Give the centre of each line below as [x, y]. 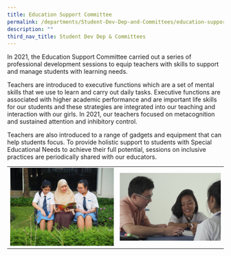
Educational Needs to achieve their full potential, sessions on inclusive [107, 150]
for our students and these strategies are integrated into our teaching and [111, 107]
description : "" [30, 29]
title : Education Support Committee [59, 14]
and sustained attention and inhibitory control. [72, 121]
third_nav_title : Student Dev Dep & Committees [77, 37]
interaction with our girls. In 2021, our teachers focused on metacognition [111, 115]
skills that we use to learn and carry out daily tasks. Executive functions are [114, 92]
